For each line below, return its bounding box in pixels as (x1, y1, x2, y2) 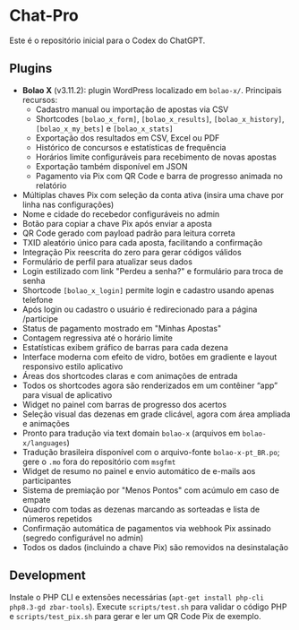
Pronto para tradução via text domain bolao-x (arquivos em (21, 427, 241, 438)
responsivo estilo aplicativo (21, 360, 124, 372)
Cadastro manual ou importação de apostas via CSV (35, 104, 229, 115)
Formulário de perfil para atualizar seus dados (21, 256, 192, 267)
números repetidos (21, 513, 92, 524)
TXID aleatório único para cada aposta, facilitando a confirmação (21, 237, 263, 247)
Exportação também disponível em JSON (35, 160, 188, 171)
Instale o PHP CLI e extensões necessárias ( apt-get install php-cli (9, 591, 264, 602)
